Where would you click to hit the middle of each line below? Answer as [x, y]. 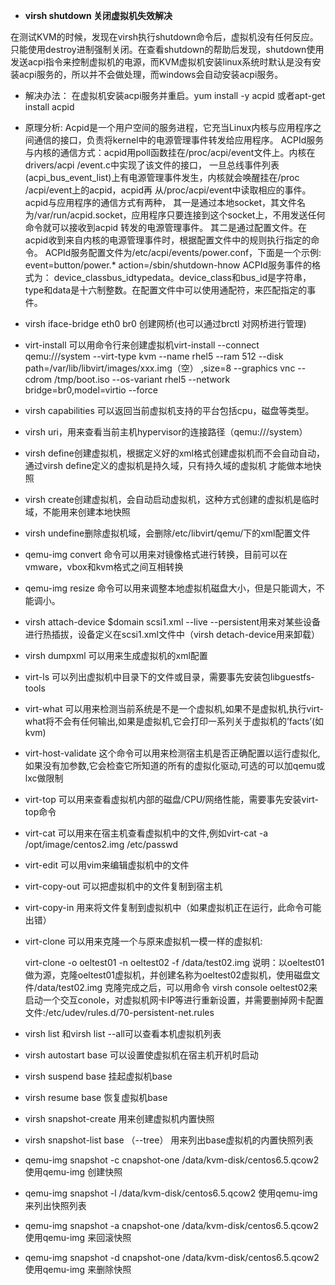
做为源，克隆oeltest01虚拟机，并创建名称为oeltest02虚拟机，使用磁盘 [168, 975]
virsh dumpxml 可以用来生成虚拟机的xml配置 [116, 655]
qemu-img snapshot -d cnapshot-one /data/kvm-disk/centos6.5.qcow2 [172, 1257]
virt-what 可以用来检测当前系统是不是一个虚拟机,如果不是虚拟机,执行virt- [174, 708]
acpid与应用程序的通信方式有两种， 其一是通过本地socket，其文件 [161, 202]
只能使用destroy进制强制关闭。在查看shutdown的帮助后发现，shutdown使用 [167, 49]
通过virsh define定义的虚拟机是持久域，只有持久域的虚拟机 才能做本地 [168, 465]
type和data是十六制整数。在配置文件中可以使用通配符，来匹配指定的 [166, 290]
